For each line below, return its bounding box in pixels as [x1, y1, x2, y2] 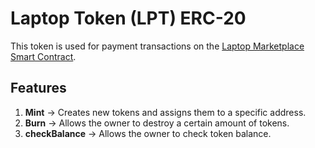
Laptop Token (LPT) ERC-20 [10, 7, 247, 30]
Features [10, 80, 67, 97]
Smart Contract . [10, 50, 77, 62]
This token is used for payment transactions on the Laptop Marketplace [10, 40, 305, 52]
